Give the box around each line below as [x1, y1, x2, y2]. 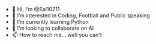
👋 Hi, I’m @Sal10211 [11, 6, 60, 12]
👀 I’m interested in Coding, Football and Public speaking [11, 12, 150, 19]
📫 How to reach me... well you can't [11, 32, 102, 38]
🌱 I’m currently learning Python [11, 18, 89, 25]
